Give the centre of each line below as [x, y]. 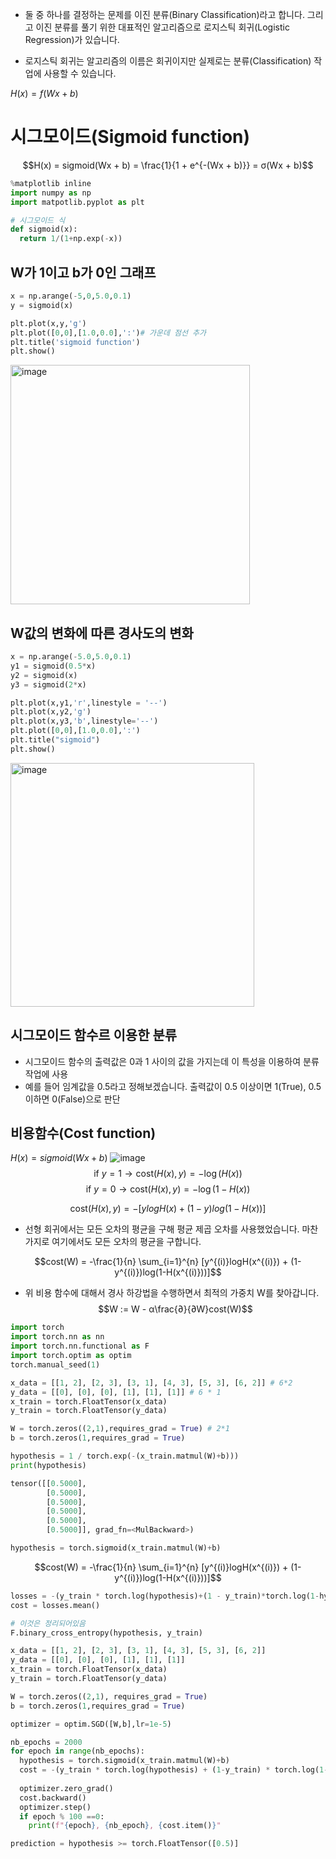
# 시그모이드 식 [38, 220]
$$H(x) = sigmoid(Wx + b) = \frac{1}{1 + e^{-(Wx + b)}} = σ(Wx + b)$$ [168, 165]
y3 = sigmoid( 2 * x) [48, 684]
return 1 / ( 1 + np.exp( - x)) [71, 239]
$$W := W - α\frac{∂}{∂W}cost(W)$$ [175, 1309]
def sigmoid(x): [44, 229]
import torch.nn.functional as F [80, 1346]
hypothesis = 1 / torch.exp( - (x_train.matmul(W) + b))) [125, 1456]
